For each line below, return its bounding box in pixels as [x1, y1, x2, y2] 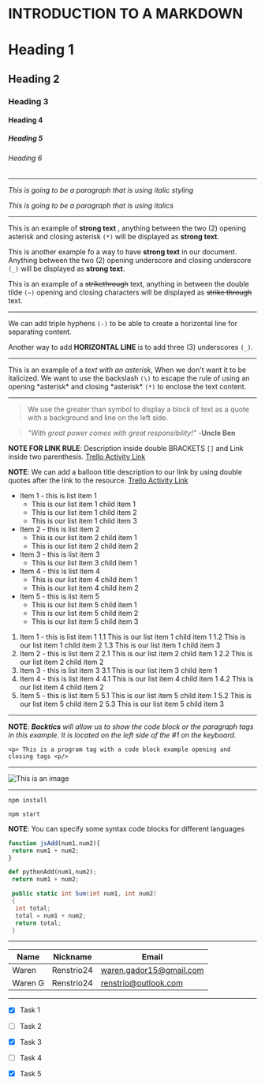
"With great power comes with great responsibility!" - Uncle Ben [27, 428, 236, 437]
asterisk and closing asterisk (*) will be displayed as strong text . [8, 231, 219, 241]
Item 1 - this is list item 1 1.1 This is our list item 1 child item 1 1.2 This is [19, 632, 246, 641]
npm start [8, 810, 41, 818]
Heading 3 [8, 96, 49, 107]
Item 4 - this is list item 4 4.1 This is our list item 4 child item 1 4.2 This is [19, 674, 254, 683]
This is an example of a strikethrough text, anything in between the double [8, 279, 250, 288]
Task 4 [19, 1053, 42, 1062]
